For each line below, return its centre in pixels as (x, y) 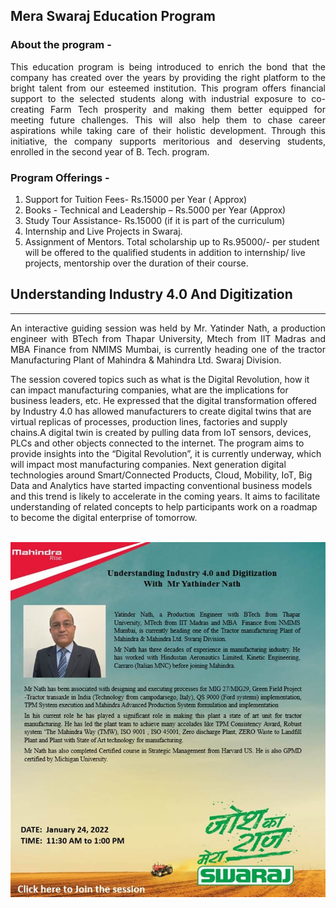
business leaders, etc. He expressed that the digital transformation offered (163, 400)
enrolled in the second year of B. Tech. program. (110, 151)
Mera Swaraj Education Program (113, 16)
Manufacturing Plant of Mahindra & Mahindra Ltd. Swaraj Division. (146, 360)
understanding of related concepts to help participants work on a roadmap (164, 506)
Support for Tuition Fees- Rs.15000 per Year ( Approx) (136, 199)
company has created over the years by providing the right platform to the (168, 77)
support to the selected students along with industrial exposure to (158, 98)
